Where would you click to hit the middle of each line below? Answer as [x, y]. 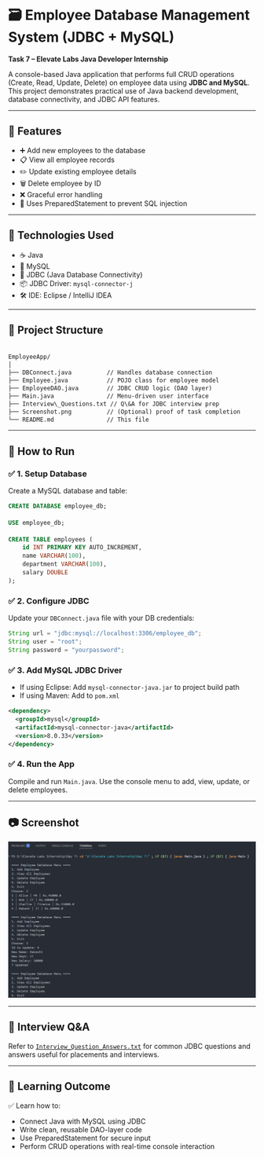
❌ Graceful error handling [61, 194]
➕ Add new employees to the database [82, 150]
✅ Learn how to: [35, 1106]
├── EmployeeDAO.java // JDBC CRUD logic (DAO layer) [110, 389]
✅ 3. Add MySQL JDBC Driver [65, 670]
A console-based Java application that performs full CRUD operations [121, 74]
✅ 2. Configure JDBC [49, 600]
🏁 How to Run [42, 451]
